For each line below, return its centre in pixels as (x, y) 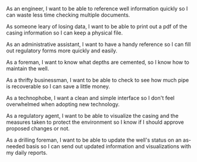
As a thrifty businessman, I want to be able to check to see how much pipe (98, 80)
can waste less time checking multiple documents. (68, 15)
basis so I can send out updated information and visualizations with (109, 146)
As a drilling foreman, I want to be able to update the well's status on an (94, 140)
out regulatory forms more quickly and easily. (62, 51)
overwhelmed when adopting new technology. (63, 104)
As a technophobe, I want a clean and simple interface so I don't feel (90, 98)
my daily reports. (27, 152)
